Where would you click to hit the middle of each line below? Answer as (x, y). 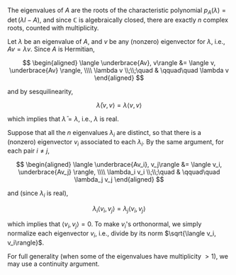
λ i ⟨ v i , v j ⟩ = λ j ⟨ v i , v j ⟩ (119, 209)
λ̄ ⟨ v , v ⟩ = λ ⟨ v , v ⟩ (119, 105)
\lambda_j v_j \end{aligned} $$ (119, 180)
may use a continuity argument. (54, 264)
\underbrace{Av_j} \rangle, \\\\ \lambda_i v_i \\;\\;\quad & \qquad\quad (119, 172)
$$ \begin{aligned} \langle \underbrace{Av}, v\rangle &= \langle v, (119, 62)
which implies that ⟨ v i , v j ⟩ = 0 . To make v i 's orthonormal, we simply (105, 224)
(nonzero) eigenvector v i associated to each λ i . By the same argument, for (116, 142)
